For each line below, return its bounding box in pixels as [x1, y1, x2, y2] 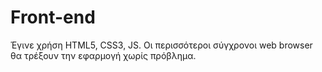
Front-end [10, 6, 96, 29]
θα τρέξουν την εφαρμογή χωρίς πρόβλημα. [10, 49, 197, 61]
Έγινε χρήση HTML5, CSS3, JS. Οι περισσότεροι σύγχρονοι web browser [10, 39, 313, 51]
